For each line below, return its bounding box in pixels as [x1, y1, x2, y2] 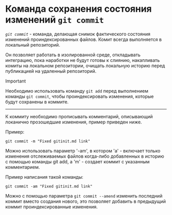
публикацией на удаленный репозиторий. [5, 68, 97, 74]
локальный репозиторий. [5, 41, 60, 48]
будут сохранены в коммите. [5, 98, 69, 105]
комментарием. [5, 164, 40, 170]
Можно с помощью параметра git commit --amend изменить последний [5, 192, 163, 199]
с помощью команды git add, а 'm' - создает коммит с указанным [5, 158, 150, 164]
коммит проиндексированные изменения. [5, 203, 98, 210]
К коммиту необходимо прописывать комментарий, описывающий [5, 113, 153, 119]
